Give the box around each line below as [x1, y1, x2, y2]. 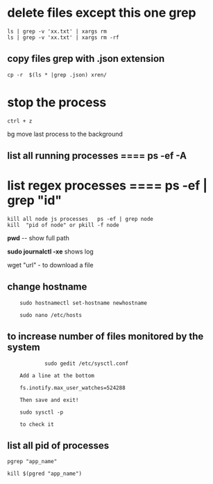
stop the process [7, 94, 107, 110]
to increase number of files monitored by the [7, 331, 204, 343]
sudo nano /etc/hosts [19, 311, 82, 318]
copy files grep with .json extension [7, 53, 165, 65]
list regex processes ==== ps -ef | [7, 178, 208, 194]
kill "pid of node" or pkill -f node [7, 221, 119, 229]
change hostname [7, 281, 87, 293]
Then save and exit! [19, 396, 79, 403]
